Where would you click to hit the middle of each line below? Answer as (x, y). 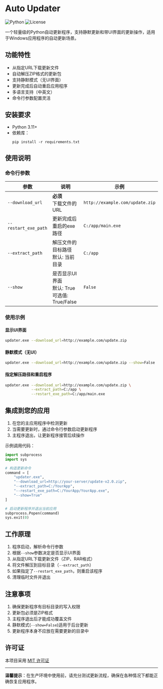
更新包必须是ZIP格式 (33, 613)
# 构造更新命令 (18, 468)
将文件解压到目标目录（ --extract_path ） (53, 565)
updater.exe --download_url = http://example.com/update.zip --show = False (80, 363)
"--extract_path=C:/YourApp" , (44, 486)
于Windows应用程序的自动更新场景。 (42, 38)
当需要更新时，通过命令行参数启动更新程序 (55, 429)
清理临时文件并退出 (31, 577)
